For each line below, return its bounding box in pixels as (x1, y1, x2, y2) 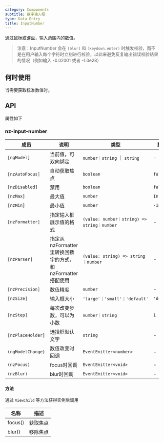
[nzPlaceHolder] (7, 333, 45, 338)
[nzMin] (7, 203, 25, 208)
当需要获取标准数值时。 (5, 87, 52, 93)
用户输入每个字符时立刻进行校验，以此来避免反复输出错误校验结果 (25, 51, 159, 57)
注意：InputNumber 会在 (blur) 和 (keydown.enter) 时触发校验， (17, 45, 147, 51)
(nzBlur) (7, 371, 28, 377)
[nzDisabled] (7, 184, 38, 190)
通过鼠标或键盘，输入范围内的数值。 (5, 35, 78, 41)
